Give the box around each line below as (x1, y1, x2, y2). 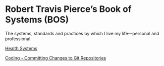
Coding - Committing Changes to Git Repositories (5, 55, 107, 61)
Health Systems (5, 45, 38, 51)
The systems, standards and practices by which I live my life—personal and (5, 30, 160, 36)
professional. (5, 36, 32, 42)
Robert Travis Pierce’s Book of (5, 3, 132, 15)
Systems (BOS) (5, 14, 69, 25)
